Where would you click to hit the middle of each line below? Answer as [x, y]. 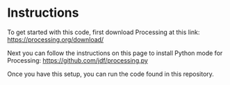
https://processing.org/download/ [56, 39]
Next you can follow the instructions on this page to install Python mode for [115, 53]
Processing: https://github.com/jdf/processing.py [77, 60]
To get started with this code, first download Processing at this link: [104, 32]
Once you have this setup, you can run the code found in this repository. [110, 74]
